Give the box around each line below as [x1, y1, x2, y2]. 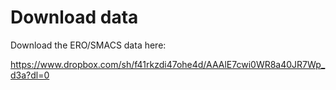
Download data [10, 6, 139, 29]
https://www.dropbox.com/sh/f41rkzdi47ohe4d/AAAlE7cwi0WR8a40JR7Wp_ [10, 58, 326, 70]
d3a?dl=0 [10, 69, 50, 81]
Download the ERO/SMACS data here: [10, 39, 167, 51]
